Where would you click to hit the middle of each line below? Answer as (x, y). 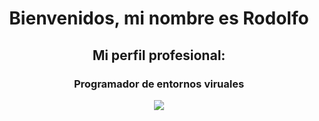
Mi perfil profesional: (159, 55)
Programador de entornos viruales (159, 84)
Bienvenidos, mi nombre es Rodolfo (159, 18)
